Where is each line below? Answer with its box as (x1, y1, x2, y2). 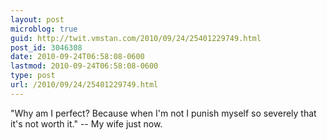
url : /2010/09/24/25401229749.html (10, 80, 159, 90)
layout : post (10, 14, 65, 25)
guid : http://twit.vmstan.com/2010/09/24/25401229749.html (10, 33, 262, 43)
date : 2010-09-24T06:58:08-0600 (10, 52, 145, 62)
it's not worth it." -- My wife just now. (10, 117, 163, 130)
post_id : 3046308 (10, 42, 83, 53)
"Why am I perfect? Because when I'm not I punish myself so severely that (10, 107, 317, 119)
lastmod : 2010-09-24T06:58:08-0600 (10, 61, 159, 71)
